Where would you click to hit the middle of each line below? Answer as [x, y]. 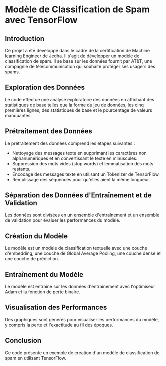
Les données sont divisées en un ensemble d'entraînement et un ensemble [82, 215]
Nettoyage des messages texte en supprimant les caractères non [79, 153]
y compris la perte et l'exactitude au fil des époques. [59, 325]
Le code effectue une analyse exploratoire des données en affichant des [80, 99]
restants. [21, 169]
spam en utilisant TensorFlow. [36, 358]
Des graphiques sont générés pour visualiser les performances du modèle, [82, 319]
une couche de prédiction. [32, 259]
